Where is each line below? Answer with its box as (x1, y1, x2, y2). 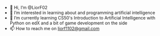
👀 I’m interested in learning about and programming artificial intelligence (9, 10, 156, 16)
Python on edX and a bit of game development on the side (9, 20, 128, 26)
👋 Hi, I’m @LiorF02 (9, 5, 48, 10)
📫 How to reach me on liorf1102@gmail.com (9, 26, 100, 31)
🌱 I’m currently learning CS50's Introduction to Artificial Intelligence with (9, 15, 156, 20)
